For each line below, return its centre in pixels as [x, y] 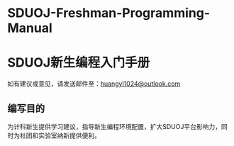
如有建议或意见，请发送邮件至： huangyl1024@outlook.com [94, 84]
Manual [30, 28]
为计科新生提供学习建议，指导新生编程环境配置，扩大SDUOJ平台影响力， [115, 126]
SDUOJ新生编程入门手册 [79, 63]
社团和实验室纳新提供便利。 [60, 135]
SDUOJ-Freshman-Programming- [109, 13]
